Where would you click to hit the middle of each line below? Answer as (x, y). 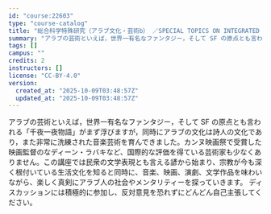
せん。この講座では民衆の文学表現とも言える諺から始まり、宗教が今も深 (142, 163)
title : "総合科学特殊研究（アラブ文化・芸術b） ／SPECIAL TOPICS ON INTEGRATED (134, 31)
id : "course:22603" (41, 16)
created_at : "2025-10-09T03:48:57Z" (77, 91)
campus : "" (27, 53)
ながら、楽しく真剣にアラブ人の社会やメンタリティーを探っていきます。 (128, 183)
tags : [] (23, 46)
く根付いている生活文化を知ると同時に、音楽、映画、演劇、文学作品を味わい (135, 172)
